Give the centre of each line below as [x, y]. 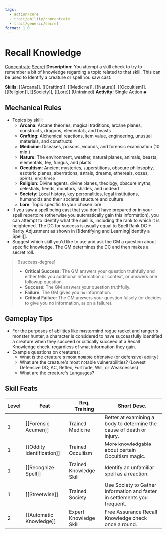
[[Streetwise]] [42, 494]
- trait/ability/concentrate [40, 19]
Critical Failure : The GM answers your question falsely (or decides [93, 298]
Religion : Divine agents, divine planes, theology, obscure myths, [85, 183]
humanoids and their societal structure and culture [71, 199]
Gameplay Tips [29, 319]
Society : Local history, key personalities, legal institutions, [79, 194]
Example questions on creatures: [46, 352]
